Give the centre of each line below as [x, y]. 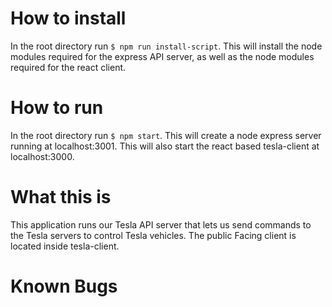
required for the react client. [68, 67]
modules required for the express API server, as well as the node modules [162, 56]
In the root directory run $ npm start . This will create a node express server [166, 135]
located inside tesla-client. [65, 246]
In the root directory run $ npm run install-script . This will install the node [166, 46]
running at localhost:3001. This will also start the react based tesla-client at [165, 146]
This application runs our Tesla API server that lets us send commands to [161, 224]
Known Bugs [64, 286]
